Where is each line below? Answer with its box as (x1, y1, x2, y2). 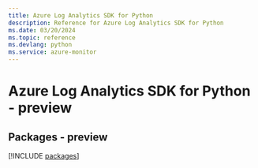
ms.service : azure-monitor (8, 48, 97, 56)
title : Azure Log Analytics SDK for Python (8, 11, 154, 20)
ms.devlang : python (8, 41, 73, 49)
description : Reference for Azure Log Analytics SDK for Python (8, 19, 224, 27)
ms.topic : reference (8, 33, 77, 42)
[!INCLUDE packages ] (8, 151, 80, 160)
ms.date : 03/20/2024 (8, 26, 77, 34)
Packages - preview (8, 130, 108, 144)
